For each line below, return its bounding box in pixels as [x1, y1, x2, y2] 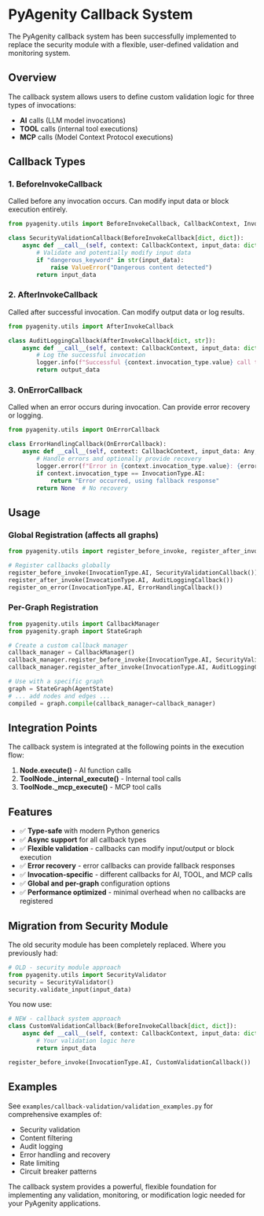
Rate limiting [19, 1158, 60, 1167]
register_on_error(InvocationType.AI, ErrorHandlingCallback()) [8, 584, 223, 591]
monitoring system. [8, 48, 71, 57]
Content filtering [19, 1133, 73, 1142]
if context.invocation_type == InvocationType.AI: [36, 470, 206, 477]
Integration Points [8, 721, 98, 735]
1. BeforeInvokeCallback [8, 179, 103, 190]
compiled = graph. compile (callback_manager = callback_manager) [8, 699, 216, 707]
